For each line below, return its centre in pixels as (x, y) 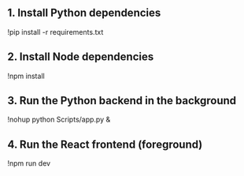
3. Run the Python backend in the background (122, 101)
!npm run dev (29, 163)
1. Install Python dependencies (84, 13)
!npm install (26, 76)
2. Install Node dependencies (81, 57)
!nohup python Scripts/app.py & (59, 120)
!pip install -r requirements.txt (55, 32)
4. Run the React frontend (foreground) (105, 144)
